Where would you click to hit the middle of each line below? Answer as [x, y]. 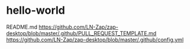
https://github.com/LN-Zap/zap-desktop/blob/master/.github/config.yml [95, 39]
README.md [22, 27]
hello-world [36, 10]
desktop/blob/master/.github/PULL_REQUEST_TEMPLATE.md [81, 33]
